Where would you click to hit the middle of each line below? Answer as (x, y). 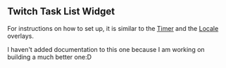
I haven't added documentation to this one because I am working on (106, 49)
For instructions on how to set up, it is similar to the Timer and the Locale (113, 28)
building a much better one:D (50, 57)
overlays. (20, 36)
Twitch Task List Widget (61, 12)
